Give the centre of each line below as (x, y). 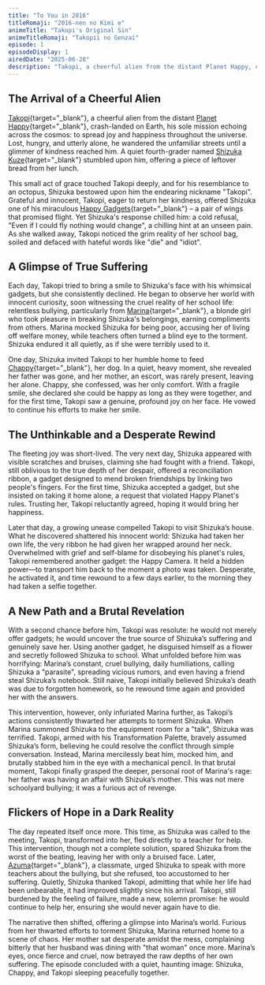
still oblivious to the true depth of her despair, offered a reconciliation (120, 471)
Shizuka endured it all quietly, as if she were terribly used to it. (109, 345)
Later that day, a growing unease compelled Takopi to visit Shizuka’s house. (131, 528)
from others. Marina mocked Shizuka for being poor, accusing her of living (129, 327)
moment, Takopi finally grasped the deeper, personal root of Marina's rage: (130, 771)
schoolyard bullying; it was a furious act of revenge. (93, 788)
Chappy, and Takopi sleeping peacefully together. (89, 972)
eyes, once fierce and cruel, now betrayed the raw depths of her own (121, 956)
